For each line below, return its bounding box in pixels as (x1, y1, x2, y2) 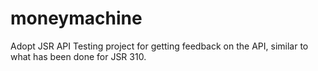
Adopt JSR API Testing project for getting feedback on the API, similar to (10, 40, 309, 52)
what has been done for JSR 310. (10, 50, 147, 62)
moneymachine (10, 7, 143, 30)
